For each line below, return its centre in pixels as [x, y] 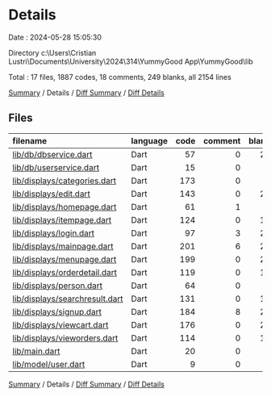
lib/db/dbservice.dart [52, 154]
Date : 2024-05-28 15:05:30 [55, 37]
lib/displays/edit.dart [51, 194]
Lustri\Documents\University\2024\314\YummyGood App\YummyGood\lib [131, 61]
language [149, 140]
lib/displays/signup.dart [57, 311]
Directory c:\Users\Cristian [52, 52]
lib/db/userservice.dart [56, 167]
